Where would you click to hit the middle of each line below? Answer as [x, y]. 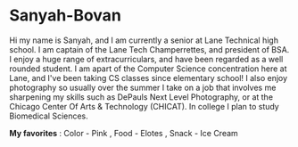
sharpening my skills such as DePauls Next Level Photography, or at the [141, 97]
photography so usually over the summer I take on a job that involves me [143, 87]
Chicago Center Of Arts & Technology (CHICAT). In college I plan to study [144, 106]
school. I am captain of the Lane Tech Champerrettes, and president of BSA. [149, 49]
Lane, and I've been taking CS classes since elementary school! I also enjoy [149, 78]
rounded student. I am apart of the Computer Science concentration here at [148, 69]
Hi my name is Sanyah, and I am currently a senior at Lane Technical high [144, 40]
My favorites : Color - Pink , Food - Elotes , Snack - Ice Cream [124, 133]
